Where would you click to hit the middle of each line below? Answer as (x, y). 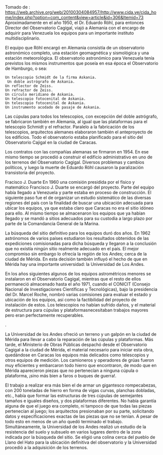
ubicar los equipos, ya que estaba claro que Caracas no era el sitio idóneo (80, 208)
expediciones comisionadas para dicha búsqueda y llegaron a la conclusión (81, 243)
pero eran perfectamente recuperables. (45, 315)
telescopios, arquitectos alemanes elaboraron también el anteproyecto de (79, 132)
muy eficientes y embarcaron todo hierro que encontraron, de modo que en (81, 365)
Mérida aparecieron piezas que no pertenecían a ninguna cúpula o (72, 370)
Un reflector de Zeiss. (29, 86)
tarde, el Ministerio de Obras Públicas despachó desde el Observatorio (76, 345)
